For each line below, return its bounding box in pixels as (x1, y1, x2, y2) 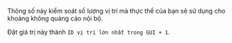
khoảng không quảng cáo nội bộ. (7, 14, 103, 23)
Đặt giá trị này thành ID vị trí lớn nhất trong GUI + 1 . (7, 28, 170, 36)
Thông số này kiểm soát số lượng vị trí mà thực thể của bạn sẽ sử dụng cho (7, 7, 226, 15)
